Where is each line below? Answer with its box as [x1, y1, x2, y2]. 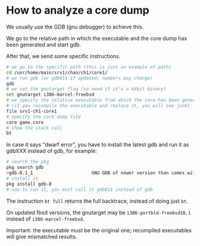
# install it [6, 175, 39, 181]
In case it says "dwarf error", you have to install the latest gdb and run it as [6, 141, 189, 149]
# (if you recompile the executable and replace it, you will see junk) [6, 103, 190, 109]
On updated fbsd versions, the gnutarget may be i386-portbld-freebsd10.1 [6, 209, 191, 216]
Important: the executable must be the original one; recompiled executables [6, 226, 192, 234]
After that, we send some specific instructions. [6, 52, 121, 59]
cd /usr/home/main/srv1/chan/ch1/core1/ [6, 70, 108, 75]
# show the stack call [6, 125, 62, 131]
